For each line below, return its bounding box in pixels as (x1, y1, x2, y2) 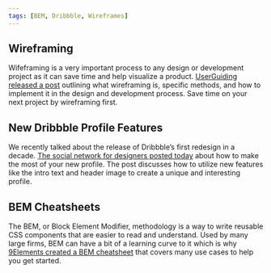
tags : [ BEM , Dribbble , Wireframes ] (8, 11, 129, 20)
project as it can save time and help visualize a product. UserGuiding (8, 72, 238, 82)
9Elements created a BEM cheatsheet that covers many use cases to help (8, 247, 254, 257)
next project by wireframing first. (8, 98, 118, 107)
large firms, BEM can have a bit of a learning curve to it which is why (8, 239, 237, 249)
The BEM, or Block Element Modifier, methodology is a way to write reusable (8, 221, 264, 231)
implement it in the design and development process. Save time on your (8, 89, 248, 99)
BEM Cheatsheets (8, 199, 101, 214)
